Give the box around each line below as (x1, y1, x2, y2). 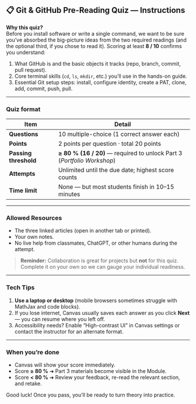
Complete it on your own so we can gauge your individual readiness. (20, 263, 185, 271)
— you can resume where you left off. (14, 316, 105, 323)
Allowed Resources (6, 214, 62, 222)
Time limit (9, 187, 37, 195)
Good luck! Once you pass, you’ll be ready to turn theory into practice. (6, 392, 176, 398)
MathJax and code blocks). (14, 303, 80, 310)
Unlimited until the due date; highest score (58, 166, 174, 174)
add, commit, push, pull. (14, 85, 73, 92)
